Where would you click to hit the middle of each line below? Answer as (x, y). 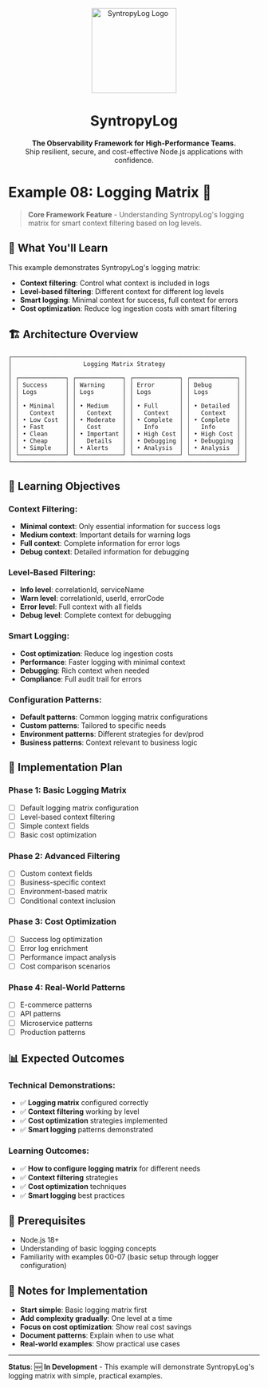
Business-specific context (63, 882)
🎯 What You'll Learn (58, 248)
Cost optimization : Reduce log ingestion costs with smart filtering (128, 308)
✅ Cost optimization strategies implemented (93, 1121)
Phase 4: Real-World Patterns (67, 988)
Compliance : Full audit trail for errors (81, 678)
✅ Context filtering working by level (79, 1112)
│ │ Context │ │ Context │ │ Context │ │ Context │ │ (128, 413)
